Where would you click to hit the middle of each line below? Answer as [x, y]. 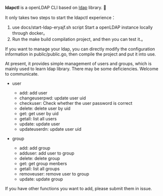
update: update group [41, 179]
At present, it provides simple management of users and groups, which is [78, 64]
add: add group [35, 148]
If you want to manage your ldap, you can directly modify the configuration [80, 49]
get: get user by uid [39, 114]
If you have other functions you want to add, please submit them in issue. [79, 188]
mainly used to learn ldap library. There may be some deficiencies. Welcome [82, 69]
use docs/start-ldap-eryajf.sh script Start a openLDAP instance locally [82, 27]
